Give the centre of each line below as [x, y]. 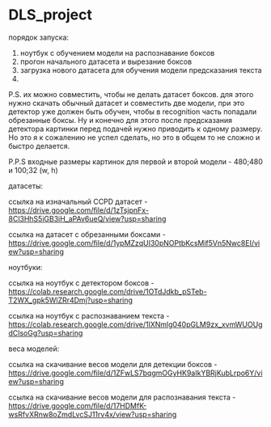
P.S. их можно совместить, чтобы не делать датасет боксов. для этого [131, 94]
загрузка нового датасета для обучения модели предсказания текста [141, 70]
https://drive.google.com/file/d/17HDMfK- [78, 405]
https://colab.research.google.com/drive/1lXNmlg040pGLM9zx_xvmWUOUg [135, 324]
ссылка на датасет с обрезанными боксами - [87, 234]
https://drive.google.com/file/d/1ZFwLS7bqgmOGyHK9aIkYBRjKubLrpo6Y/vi [135, 373]
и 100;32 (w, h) [33, 170]
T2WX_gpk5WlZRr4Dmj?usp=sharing [71, 300]
